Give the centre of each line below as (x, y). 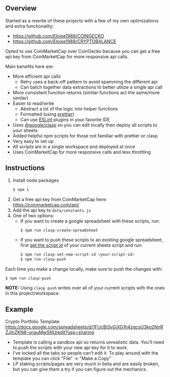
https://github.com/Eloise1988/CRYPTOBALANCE (64, 41)
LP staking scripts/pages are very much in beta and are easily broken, (86, 364)
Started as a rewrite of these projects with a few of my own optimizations (82, 20)
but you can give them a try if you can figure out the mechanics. (80, 369)
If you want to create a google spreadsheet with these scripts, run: (90, 221)
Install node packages (36, 180)
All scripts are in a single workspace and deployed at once (74, 147)
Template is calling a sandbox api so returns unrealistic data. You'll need (88, 342)
